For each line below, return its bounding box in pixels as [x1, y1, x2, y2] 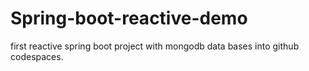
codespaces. [10, 50, 64, 62]
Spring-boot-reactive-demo [10, 7, 248, 30]
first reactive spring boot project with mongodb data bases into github [10, 40, 300, 52]
